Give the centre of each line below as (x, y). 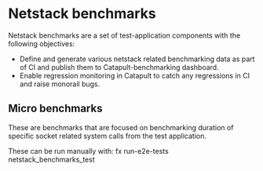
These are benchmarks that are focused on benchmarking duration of (121, 127)
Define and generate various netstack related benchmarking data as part (137, 59)
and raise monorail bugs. (60, 84)
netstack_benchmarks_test (52, 159)
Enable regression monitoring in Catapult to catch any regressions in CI (134, 75)
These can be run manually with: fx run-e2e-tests (88, 151)
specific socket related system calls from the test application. (107, 136)
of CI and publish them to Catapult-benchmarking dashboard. (119, 67)
